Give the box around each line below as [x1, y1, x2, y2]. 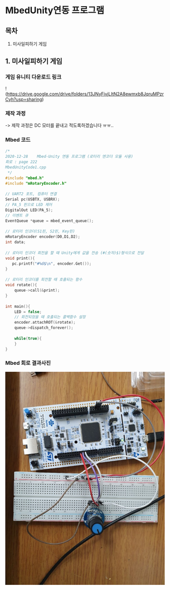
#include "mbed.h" [5, 176, 44, 181]
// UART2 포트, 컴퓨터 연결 [5, 191, 57, 197]
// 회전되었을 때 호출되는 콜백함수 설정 [14, 315, 86, 320]
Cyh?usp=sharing [5, 96, 42, 102]
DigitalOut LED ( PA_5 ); [5, 207, 53, 213]
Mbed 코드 [5, 136, 31, 143]
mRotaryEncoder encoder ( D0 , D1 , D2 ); [5, 234, 80, 239]
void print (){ [5, 256, 35, 261]
